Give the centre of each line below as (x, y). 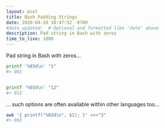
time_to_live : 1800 (30, 39)
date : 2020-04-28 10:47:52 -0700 (47, 22)
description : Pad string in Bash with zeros (61, 33)
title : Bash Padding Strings (42, 17)
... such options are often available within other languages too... (83, 104)
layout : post (22, 11)
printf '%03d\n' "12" (33, 87)
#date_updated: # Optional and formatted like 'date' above (82, 28)
